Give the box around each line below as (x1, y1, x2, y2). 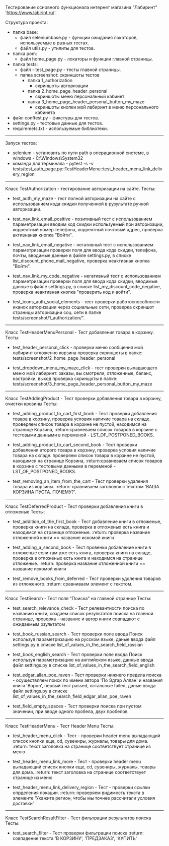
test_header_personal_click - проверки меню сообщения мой (12, 345, 143, 350)
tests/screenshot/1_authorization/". (12, 315, 85, 320)
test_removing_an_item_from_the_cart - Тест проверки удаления (12, 478, 148, 484)
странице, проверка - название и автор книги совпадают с (12, 616, 140, 622)
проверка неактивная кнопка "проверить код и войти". (12, 289, 132, 295)
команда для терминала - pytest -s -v (12, 161, 94, 166)
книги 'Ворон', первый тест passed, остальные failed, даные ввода (12, 683, 156, 688)
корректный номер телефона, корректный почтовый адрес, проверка (12, 227, 163, 232)
